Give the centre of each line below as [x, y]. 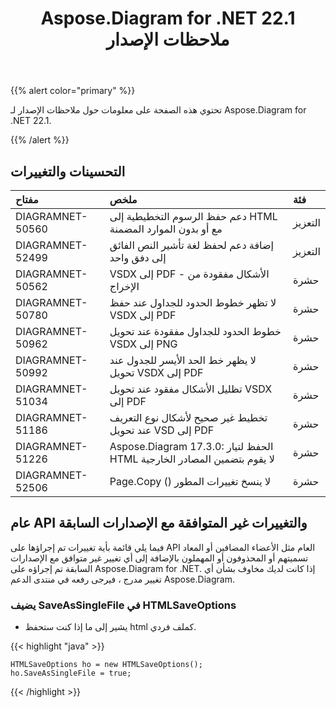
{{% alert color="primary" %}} [73, 91]
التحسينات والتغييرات [68, 171]
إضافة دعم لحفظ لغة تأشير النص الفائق [191, 245]
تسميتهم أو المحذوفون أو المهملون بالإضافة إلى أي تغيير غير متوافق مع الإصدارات [159, 558]
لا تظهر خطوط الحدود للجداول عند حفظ [193, 302]
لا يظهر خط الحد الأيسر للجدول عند [183, 360]
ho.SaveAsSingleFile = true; [71, 673]
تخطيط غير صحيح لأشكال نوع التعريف [188, 417]
